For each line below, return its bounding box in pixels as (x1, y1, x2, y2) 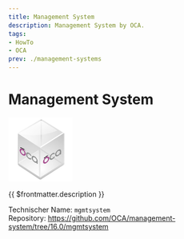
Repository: (8, 213, 46, 223)
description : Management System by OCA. (8, 21, 146, 30)
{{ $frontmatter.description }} (8, 189, 106, 199)
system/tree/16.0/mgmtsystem (8, 221, 110, 231)
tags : (8, 30, 26, 38)
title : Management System (8, 13, 94, 21)
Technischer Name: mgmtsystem (8, 205, 110, 214)
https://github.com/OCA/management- (47, 213, 176, 223)
